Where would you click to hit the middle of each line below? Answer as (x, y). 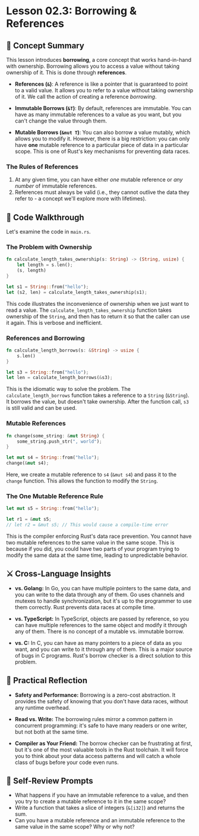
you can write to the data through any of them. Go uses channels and (99, 594)
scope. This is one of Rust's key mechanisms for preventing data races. (102, 151)
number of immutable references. (56, 186)
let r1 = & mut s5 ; (29, 519)
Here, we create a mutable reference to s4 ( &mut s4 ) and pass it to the (91, 475)
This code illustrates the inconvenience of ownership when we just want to (97, 303)
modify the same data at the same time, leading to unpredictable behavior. (97, 555)
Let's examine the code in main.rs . (48, 232)
